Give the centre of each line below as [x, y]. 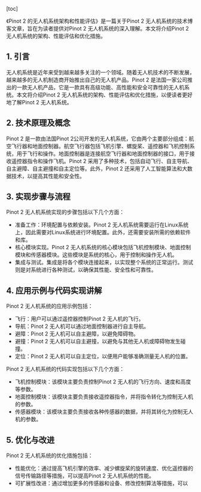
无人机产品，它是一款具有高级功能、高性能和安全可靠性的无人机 [105, 87]
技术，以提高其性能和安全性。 [48, 176]
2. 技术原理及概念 [38, 123]
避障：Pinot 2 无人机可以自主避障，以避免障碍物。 [77, 334]
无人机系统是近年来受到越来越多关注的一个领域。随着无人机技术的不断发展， [100, 72]
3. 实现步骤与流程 [38, 197]
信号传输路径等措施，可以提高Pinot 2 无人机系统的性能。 [84, 476]
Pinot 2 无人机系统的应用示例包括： [50, 306]
